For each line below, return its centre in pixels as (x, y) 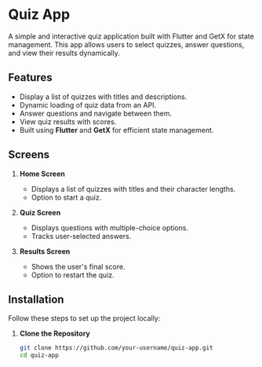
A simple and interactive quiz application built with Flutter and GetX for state (131, 36)
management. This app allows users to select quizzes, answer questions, (126, 44)
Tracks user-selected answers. (81, 236)
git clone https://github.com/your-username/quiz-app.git (116, 348)
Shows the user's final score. (78, 266)
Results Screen (45, 251)
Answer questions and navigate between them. (96, 113)
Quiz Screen (40, 212)
